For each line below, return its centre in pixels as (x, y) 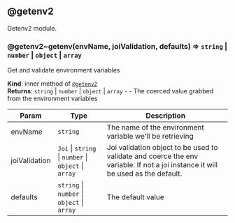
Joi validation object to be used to (162, 148)
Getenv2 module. (32, 28)
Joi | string (77, 148)
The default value (135, 197)
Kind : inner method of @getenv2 (52, 84)
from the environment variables (52, 99)
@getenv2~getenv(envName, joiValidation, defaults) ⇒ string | (117, 46)
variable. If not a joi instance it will (162, 165)
